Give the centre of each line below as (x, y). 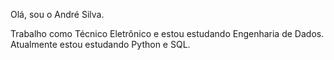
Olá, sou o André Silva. (57, 14)
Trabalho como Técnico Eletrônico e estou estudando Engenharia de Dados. (167, 33)
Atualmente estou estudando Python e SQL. (100, 44)
